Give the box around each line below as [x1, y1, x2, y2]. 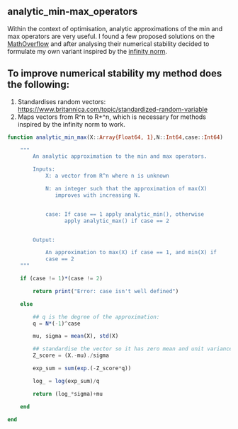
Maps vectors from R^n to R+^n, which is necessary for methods [17, 113, 207, 121]
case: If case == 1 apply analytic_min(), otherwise [45, 210, 204, 218]
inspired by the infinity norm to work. [17, 120, 126, 128]
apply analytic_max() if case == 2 [64, 217, 170, 224]
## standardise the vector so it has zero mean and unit [33, 345, 204, 353]
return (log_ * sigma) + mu [33, 390, 103, 397]
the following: [7, 79, 69, 91]
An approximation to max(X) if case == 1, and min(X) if [45, 249, 217, 256]
